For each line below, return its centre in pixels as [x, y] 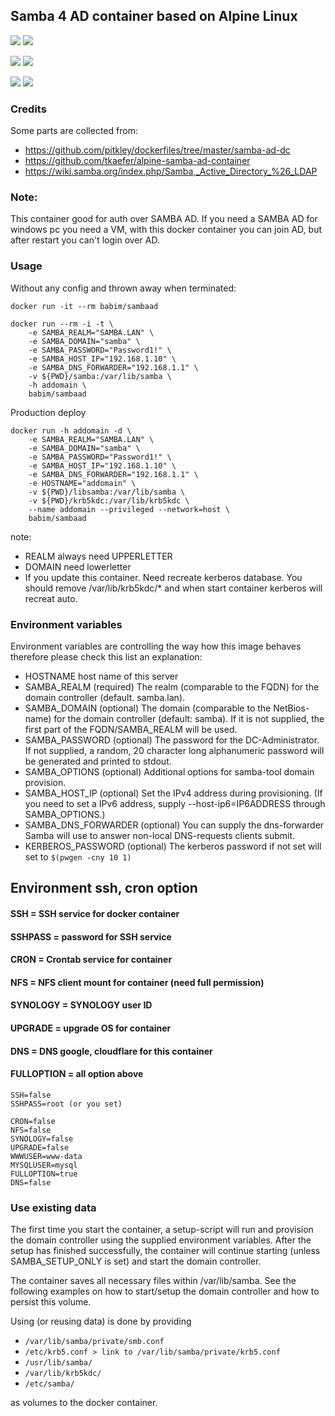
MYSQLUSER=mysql [44, 1165]
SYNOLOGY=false [42, 1139]
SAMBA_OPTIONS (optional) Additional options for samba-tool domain [169, 772]
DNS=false [31, 1182]
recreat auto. [51, 598]
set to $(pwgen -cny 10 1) [78, 857]
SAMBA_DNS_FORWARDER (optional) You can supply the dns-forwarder [174, 825]
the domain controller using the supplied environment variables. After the [161, 1240]
